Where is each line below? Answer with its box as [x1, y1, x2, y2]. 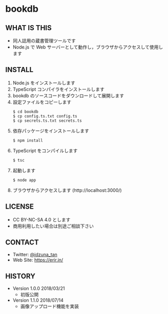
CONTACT [5, 238, 39, 247]
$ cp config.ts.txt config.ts [12, 114, 78, 119]
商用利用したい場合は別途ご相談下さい [12, 223, 94, 229]
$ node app [12, 177, 36, 183]
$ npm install [12, 138, 43, 143]
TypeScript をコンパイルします [12, 147, 78, 153]
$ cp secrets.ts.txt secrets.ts [12, 118, 82, 123]
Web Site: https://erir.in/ [12, 257, 64, 263]
